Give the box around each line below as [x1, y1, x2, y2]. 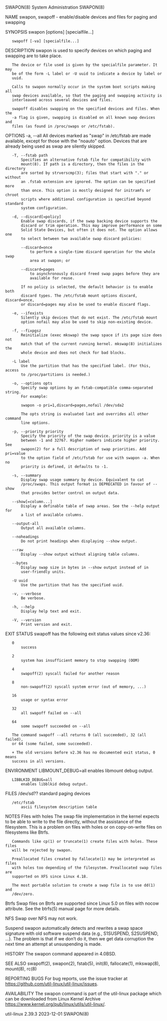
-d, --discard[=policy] [11, 214, 61, 219]
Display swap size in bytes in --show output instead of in [20, 565, 149, 570]
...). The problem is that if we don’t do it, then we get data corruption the [5, 936, 154, 941]
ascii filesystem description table [20, 805, 97, 810]
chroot [5, 192, 19, 197]
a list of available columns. [20, 513, 84, 518]
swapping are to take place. [5, 53, 62, 59]
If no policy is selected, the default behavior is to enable [20, 285, 153, 290]
